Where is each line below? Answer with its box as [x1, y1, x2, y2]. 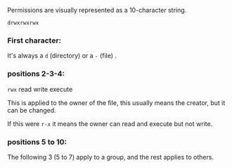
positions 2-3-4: [7, 69, 65, 79]
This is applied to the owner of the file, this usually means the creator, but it [7, 98, 226, 107]
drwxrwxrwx [7, 20, 39, 27]
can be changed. [7, 106, 56, 114]
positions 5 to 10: [7, 136, 67, 146]
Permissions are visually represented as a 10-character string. [7, 6, 187, 14]
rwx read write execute [7, 85, 73, 93]
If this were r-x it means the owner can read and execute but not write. [7, 119, 213, 128]
